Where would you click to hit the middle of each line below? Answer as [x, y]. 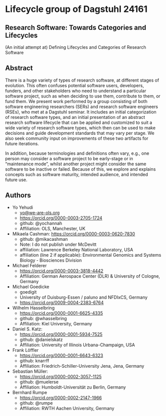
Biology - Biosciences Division [51, 260]
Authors [18, 195]
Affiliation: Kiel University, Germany [56, 323]
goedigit [28, 292]
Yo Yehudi [23, 207]
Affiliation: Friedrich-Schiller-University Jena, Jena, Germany [82, 366]
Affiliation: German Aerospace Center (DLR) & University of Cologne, [90, 276]
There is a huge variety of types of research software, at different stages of [82, 80]
